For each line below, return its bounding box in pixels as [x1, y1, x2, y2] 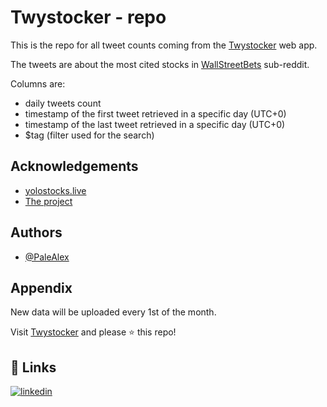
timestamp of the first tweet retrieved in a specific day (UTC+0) [24, 107, 287, 120]
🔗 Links [10, 359, 57, 376]
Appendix [10, 279, 73, 296]
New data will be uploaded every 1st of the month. [10, 306, 217, 318]
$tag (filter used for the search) [24, 129, 155, 141]
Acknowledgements [10, 158, 139, 175]
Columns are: [10, 77, 66, 90]
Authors [10, 224, 63, 241]
